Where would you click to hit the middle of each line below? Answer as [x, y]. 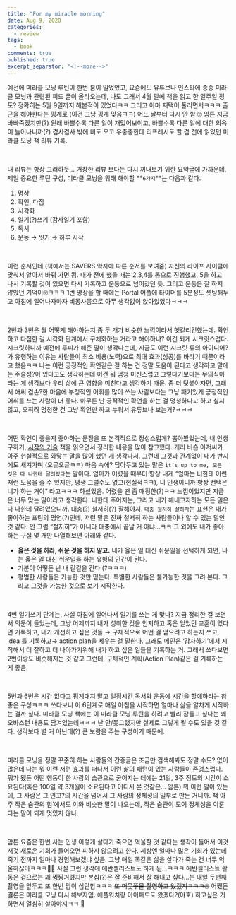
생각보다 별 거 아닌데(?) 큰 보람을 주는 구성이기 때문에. [91, 731]
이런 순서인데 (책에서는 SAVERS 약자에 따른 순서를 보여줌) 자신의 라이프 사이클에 [118, 266]
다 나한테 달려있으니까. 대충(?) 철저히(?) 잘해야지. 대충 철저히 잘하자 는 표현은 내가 [117, 509]
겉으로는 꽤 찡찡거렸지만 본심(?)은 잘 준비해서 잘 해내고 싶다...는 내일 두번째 [123, 877]
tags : [15, 40]
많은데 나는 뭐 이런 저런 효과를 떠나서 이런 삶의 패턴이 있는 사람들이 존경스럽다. [115, 769]
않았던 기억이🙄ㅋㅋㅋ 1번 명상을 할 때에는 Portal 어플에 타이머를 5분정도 [106, 292]
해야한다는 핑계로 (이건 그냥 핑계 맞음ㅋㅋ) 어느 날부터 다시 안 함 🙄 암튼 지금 [124, 114]
